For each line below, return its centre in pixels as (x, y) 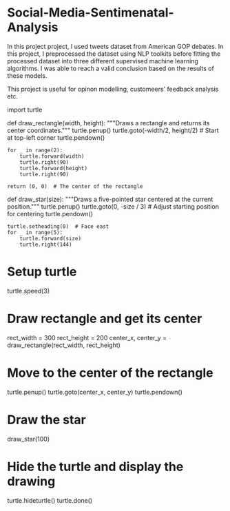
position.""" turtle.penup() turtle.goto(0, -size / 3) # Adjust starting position (113, 206)
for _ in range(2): (35, 150)
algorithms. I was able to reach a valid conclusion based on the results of (111, 68)
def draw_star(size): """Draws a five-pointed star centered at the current (110, 199)
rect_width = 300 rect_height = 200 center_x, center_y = (87, 337)
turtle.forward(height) (54, 168)
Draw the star (46, 420)
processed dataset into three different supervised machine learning (103, 61)
